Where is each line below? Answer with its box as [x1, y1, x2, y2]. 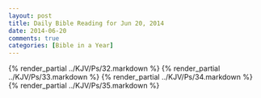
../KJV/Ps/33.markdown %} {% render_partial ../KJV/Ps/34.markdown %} [8, 72, 253, 82]
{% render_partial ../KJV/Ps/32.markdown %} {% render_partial [8, 63, 221, 73]
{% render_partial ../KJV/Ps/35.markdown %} [8, 81, 160, 91]
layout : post [8, 11, 53, 20]
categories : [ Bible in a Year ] [8, 42, 114, 50]
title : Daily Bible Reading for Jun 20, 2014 [8, 19, 164, 27]
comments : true [8, 34, 60, 43]
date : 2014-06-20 [8, 27, 67, 35]
